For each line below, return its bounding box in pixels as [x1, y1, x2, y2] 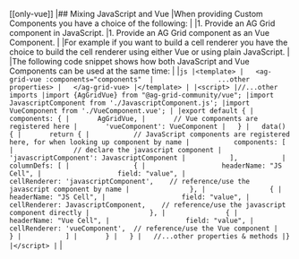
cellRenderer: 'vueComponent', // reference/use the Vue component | [9, 224, 278, 233]
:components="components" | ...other [45, 75, 251, 84]
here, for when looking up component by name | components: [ [9, 138, 286, 147]
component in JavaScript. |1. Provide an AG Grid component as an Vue [9, 28, 270, 38]
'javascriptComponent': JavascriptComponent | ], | [9, 153, 286, 162]
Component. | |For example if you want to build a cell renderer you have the [9, 37, 288, 47]
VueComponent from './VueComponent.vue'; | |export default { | [9, 107, 254, 116]
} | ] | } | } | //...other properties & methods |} [9, 232, 291, 241]
